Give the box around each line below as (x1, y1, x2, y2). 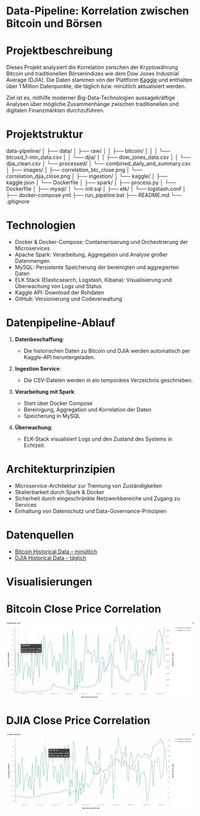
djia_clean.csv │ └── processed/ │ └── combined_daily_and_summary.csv (6, 160, 191, 167)
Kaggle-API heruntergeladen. (23, 353, 95, 360)
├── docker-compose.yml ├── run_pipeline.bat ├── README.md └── (6, 192, 182, 199)
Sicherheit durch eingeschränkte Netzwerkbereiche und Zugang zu (14, 495, 180, 502)
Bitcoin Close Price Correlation (6, 602, 162, 616)
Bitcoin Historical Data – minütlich (14, 548, 98, 555)
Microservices (14, 245, 51, 252)
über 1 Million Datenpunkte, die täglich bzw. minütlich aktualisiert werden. (6, 83, 186, 90)
